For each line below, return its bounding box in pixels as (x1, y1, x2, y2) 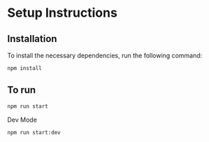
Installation (7, 33, 57, 45)
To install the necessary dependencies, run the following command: (7, 51, 203, 59)
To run (7, 84, 36, 96)
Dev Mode (7, 115, 37, 124)
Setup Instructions (7, 5, 117, 21)
